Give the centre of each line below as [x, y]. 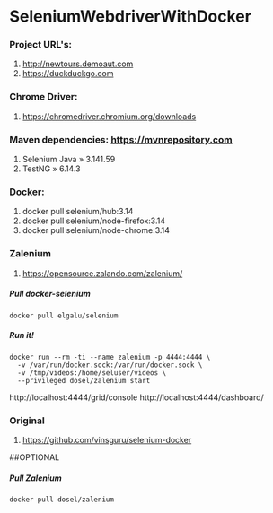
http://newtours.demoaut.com [78, 64]
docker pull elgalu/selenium [64, 316]
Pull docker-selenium [50, 294]
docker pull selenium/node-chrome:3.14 [96, 230]
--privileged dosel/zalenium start [84, 380]
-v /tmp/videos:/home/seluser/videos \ [92, 373]
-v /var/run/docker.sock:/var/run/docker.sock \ [110, 365]
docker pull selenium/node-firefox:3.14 [94, 221]
